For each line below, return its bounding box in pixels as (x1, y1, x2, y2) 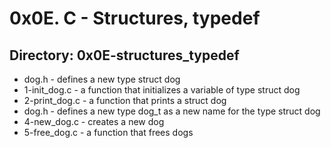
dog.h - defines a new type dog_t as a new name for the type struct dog (23, 105, 321, 117)
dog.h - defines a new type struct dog (23, 73, 181, 85)
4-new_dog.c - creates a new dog (23, 116, 165, 127)
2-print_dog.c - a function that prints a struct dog (23, 95, 227, 106)
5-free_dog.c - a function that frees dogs (23, 127, 194, 138)
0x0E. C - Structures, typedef (9, 7, 261, 30)
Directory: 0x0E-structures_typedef (9, 47, 240, 64)
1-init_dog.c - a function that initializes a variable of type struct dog (23, 84, 301, 96)
